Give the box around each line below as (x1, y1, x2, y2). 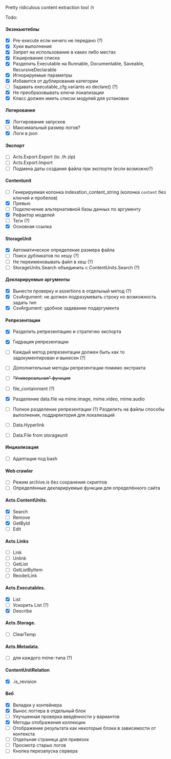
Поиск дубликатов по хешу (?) (12, 253, 79, 259)
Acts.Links (5, 538, 29, 544)
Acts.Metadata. (5, 643, 39, 650)
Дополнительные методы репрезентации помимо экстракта (12, 365, 146, 371)
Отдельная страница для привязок (12, 736, 89, 743)
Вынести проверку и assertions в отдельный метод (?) (12, 288, 132, 294)
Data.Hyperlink (12, 421, 45, 428)
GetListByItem (12, 567, 43, 573)
